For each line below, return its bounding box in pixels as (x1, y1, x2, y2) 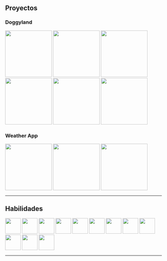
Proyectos (5, 4, 38, 12)
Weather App (5, 132, 38, 139)
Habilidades (5, 204, 43, 213)
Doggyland (5, 19, 32, 26)
